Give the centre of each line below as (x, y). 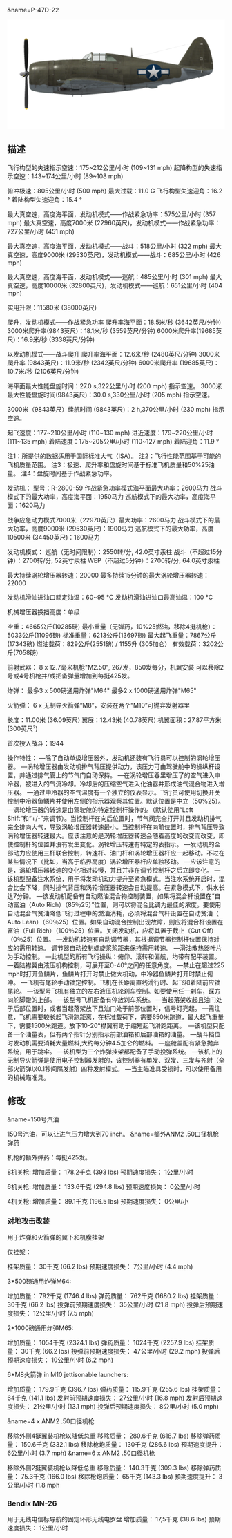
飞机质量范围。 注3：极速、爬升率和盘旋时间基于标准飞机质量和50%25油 (111, 464)
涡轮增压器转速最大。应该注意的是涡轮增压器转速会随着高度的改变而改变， (113, 835)
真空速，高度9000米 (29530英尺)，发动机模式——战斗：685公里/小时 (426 (114, 254)
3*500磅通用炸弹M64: (39, 1281)
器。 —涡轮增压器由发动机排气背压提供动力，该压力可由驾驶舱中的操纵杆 (111, 766)
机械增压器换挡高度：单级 (43, 611)
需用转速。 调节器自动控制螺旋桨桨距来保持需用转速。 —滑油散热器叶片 (120, 948)
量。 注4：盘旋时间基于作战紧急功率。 (61, 473)
